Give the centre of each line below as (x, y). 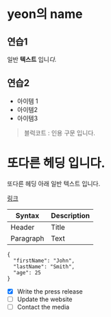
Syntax (27, 215)
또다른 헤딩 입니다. (56, 163)
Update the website (45, 299)
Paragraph (27, 238)
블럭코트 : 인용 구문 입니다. (60, 133)
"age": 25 (27, 272)
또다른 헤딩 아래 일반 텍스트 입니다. (54, 184)
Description (71, 215)
